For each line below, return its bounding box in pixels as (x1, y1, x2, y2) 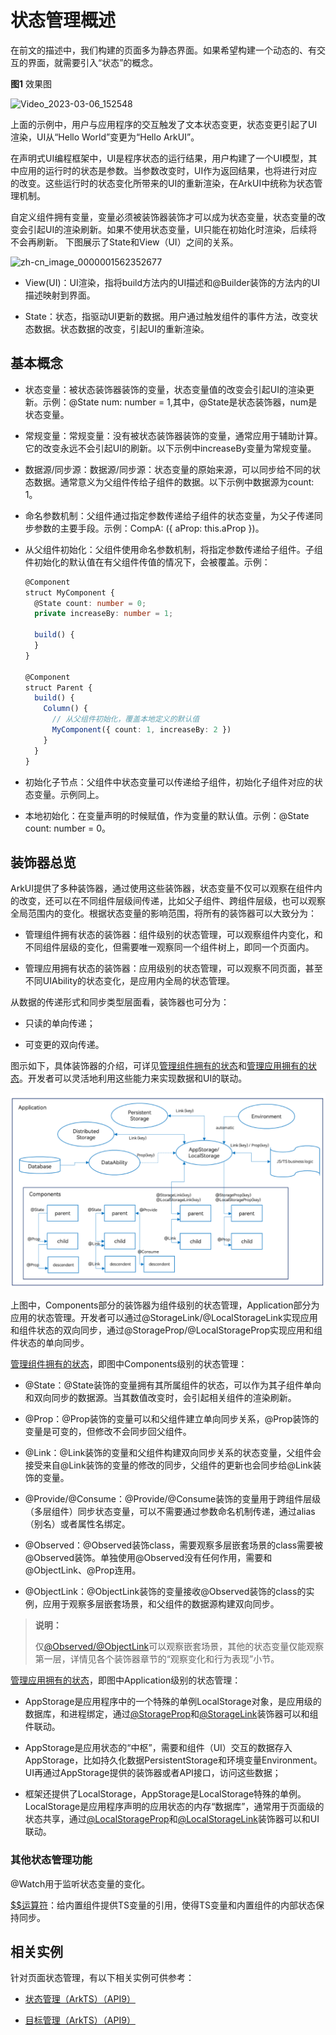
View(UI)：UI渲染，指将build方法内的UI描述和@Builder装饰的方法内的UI (24, 276, 321, 288)
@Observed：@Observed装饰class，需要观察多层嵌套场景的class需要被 (24, 1539, 324, 1551)
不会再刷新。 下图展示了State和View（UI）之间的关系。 (10, 236, 239, 248)
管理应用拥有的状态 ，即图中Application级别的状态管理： (10, 1674, 242, 1686)
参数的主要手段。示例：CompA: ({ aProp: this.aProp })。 (33, 522, 265, 534)
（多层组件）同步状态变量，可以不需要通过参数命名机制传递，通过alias (24, 1506, 316, 1518)
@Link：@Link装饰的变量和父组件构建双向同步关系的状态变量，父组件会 (24, 1447, 322, 1459)
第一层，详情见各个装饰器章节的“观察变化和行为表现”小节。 (34, 1653, 280, 1665)
